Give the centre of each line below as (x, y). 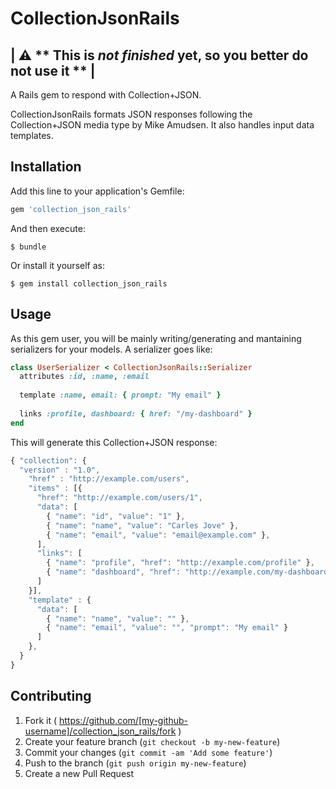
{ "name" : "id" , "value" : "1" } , (116, 516)
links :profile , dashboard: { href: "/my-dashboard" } (136, 413)
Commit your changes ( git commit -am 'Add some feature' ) (148, 752)
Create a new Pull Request (79, 773)
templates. (32, 135)
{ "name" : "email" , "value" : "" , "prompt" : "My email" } (167, 628)
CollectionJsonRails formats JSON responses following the (131, 114)
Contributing (51, 696)
